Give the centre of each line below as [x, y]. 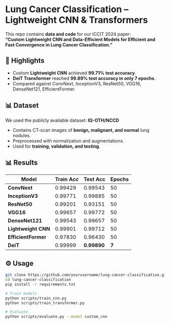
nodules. [22, 135]
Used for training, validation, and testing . [56, 146]
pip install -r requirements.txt [40, 284]
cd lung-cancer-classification [38, 280]
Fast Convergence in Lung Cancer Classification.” [59, 44]
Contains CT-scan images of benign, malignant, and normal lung [81, 130]
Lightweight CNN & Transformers [77, 20]
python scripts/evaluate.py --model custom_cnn [56, 317]
